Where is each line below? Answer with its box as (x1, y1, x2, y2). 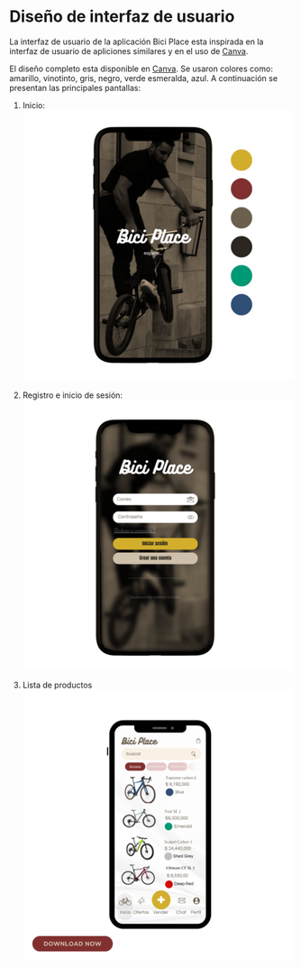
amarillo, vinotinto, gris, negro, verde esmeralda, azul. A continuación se (9, 72, 278, 83)
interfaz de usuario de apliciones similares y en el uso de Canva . (9, 45, 249, 56)
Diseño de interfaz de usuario (9, 6, 235, 27)
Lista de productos (22, 679, 93, 691)
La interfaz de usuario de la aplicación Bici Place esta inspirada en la (9, 36, 264, 47)
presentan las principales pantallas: (9, 82, 141, 93)
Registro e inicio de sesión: (22, 390, 123, 401)
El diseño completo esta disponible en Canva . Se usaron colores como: (9, 63, 273, 74)
